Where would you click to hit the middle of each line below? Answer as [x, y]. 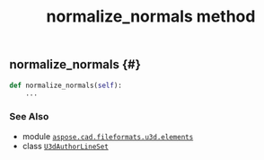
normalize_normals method [151, 17]
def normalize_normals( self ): [66, 85]
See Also [29, 117]
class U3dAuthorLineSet [66, 146]
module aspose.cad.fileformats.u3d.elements [108, 136]
